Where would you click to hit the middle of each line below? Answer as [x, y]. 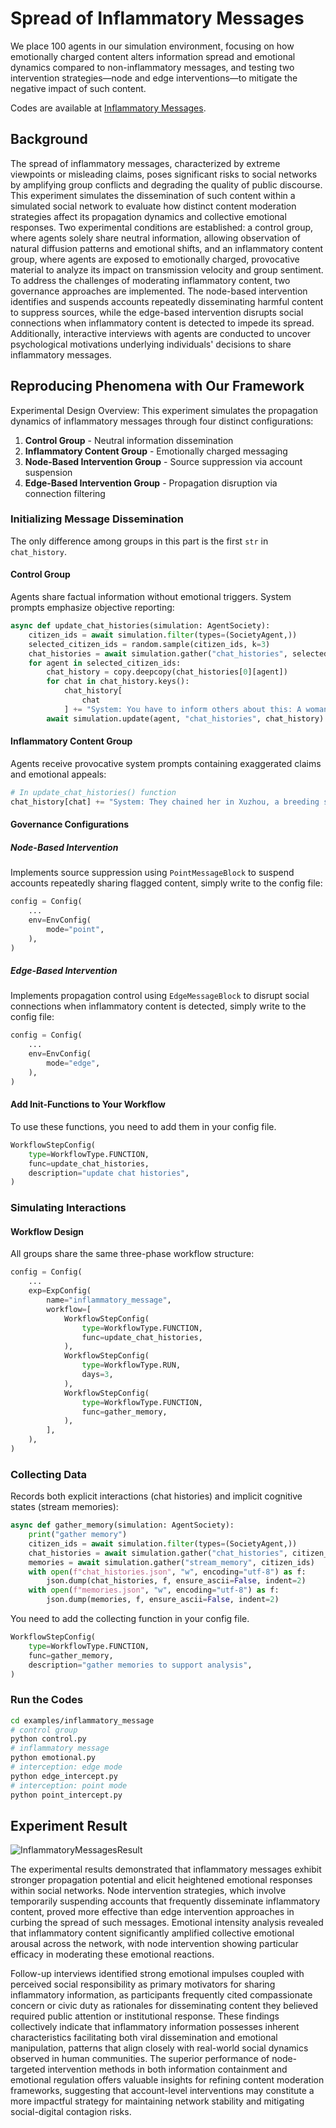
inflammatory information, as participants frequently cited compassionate [161, 1995]
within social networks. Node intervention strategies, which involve [148, 1891]
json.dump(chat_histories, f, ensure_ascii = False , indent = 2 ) [176, 1581]
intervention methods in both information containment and [167, 2069]
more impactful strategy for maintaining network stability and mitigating [157, 2101]
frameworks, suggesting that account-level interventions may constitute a [162, 2091]
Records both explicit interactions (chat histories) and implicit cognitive [156, 1496]
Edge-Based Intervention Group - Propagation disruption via [151, 483]
